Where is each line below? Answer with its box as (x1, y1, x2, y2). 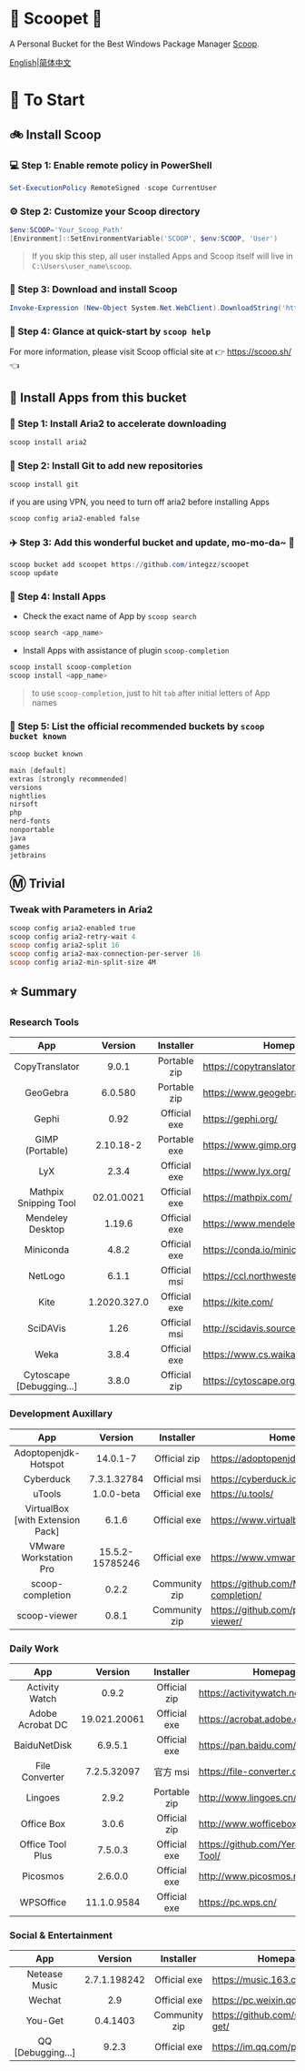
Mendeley (25, 1212, 68, 1224)
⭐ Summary (9, 984, 77, 1000)
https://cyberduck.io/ (210, 1472, 301, 1485)
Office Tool (19, 1838, 67, 1851)
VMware (28, 1539, 65, 1552)
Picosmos (22, 1870, 64, 1883)
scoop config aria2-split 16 (9, 941, 120, 950)
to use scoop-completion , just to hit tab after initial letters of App (31, 687, 271, 698)
